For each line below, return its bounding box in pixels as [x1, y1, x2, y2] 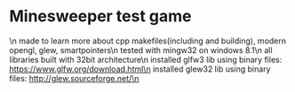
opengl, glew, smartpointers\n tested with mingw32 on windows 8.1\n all [9, 44, 273, 55]
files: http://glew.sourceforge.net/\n [9, 73, 140, 83]
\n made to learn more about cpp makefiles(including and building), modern [9, 35, 287, 46]
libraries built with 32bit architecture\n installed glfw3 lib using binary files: [9, 54, 283, 65]
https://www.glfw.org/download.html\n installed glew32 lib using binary [9, 64, 271, 74]
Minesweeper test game [9, 6, 193, 27]
